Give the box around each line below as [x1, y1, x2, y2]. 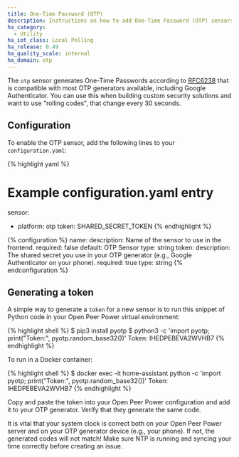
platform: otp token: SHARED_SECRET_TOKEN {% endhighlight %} [17, 222, 212, 230]
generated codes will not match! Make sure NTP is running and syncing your [7, 434, 232, 443]
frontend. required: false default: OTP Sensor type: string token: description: [7, 243, 231, 252]
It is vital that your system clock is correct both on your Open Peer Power [7, 419, 222, 428]
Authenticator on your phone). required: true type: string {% [7, 258, 184, 267]
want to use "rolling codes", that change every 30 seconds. [7, 99, 181, 107]
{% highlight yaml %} [7, 159, 70, 168]
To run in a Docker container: [7, 355, 92, 364]
